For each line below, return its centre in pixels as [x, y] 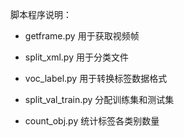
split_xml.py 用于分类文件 [76, 57]
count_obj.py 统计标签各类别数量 [92, 121]
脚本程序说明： [41, 14]
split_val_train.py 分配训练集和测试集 [99, 99]
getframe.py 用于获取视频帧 [82, 36]
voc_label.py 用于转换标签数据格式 [96, 78]
